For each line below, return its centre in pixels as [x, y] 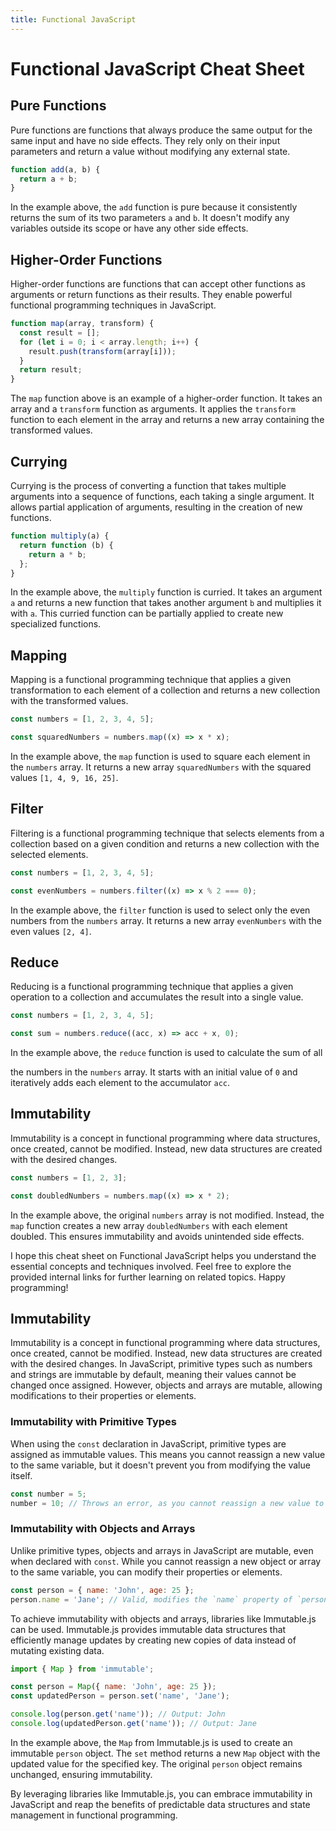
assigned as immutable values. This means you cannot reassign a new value [168, 1454]
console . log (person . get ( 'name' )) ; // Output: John [118, 1714]
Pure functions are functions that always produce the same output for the [161, 130]
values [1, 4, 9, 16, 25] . [64, 777]
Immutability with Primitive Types [93, 1422]
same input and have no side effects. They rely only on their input [145, 140]
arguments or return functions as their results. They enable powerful [151, 295]
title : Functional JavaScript [73, 19]
